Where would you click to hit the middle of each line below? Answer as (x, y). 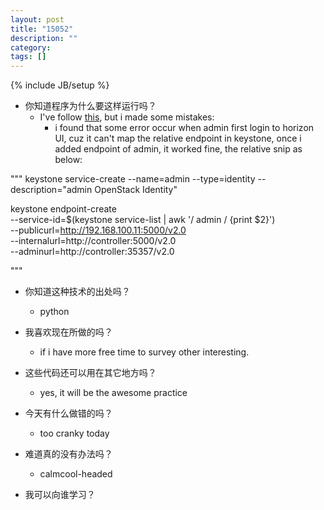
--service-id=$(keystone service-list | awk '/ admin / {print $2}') (143, 220)
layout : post (37, 19)
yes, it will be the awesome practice (113, 393)
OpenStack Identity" (136, 190)
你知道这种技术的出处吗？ (77, 292)
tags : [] (28, 57)
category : (31, 47)
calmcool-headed (76, 474)
